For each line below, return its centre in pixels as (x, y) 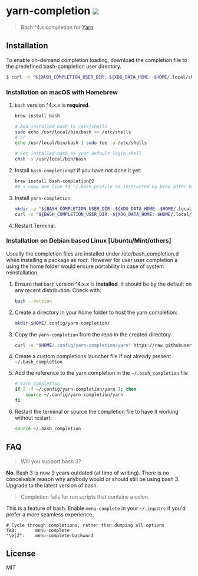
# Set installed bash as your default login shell (78, 154)
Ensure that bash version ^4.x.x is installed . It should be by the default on (103, 284)
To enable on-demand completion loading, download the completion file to (97, 60)
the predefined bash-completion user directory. (64, 66)
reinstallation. (23, 272)
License (21, 554)
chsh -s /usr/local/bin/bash (50, 159)
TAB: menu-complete (38, 530)
